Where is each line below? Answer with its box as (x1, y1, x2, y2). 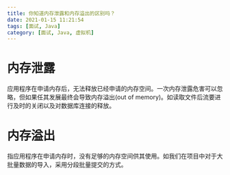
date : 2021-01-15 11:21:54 (7, 16, 84, 23)
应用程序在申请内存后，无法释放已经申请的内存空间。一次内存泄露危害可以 (7, 85, 217, 93)
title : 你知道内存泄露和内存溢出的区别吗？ (7, 10, 116, 17)
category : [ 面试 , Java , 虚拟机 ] (7, 29, 94, 36)
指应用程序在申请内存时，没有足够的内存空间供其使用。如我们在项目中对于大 (7, 152, 223, 161)
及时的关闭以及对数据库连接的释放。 (12, 102, 115, 110)
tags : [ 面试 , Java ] (7, 23, 61, 29)
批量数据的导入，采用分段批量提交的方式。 (7, 161, 127, 169)
